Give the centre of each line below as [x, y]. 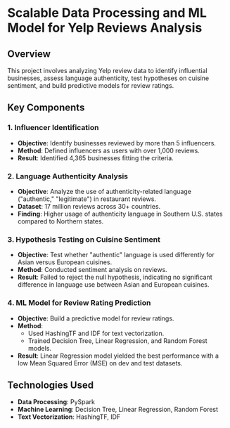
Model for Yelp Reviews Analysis [105, 28]
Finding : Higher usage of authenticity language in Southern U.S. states [120, 214]
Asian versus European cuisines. [65, 262]
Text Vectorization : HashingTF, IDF [69, 417]
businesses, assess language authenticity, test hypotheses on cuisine [108, 78]
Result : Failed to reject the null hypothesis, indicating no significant [115, 277]
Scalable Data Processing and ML [107, 13]
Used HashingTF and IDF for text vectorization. [96, 333]
